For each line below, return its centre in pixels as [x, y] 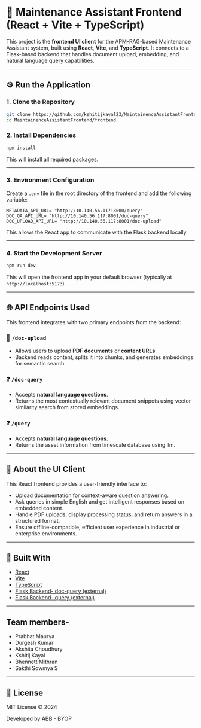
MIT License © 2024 [32, 707]
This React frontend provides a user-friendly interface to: [77, 483]
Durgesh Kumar [34, 643]
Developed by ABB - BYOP [39, 718]
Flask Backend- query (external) [54, 598]
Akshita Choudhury [39, 649]
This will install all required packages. [52, 159]
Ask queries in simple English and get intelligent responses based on [100, 501]
